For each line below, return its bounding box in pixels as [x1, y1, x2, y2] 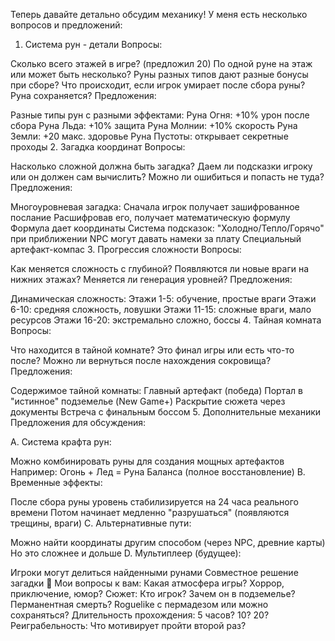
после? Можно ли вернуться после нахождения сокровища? [10, 355, 272, 366]
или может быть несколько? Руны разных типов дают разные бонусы [10, 69, 309, 80]
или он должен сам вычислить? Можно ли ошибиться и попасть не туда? [10, 171, 325, 183]
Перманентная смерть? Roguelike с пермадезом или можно [10, 599, 269, 610]
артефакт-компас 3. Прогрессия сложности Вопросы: [10, 244, 242, 255]
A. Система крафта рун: [10, 436, 112, 448]
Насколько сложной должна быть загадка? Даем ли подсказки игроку [10, 160, 313, 172]
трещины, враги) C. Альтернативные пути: [10, 517, 192, 529]
